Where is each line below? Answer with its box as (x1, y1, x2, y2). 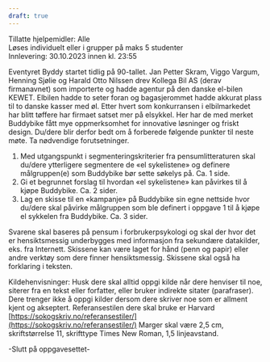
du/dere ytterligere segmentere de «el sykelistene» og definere (19, 159, 231, 170)
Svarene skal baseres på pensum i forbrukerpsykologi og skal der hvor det (8, 227, 256, 237)
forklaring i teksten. (8, 261, 73, 271)
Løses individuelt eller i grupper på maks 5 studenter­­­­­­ (8, 42, 184, 53)
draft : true (8, 11, 48, 20)
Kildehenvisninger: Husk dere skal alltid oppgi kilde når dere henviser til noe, (8, 276, 263, 287)
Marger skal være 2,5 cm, (138, 320, 224, 330)
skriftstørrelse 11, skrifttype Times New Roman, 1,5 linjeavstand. (8, 328, 219, 338)
